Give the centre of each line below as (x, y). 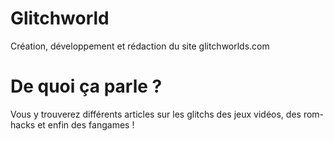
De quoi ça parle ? (86, 86)
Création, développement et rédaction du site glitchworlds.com (140, 46)
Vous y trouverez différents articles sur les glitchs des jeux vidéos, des (156, 114)
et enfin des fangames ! (86, 124)
